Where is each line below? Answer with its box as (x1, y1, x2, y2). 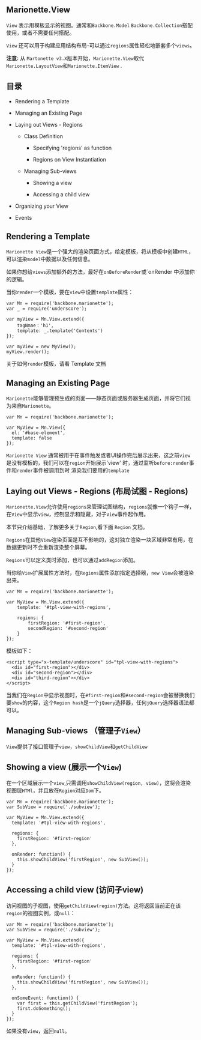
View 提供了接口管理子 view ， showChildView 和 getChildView (6, 743, 148, 750)
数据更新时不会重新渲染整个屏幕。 (6, 543, 91, 551)
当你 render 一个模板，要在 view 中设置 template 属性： (6, 288, 134, 296)
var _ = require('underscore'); (6, 306, 87, 312)
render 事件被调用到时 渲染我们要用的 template (17, 467, 130, 474)
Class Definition (23, 132, 63, 140)
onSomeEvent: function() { (11, 995, 79, 1001)
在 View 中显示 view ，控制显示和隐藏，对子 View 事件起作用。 (6, 510, 149, 518)
